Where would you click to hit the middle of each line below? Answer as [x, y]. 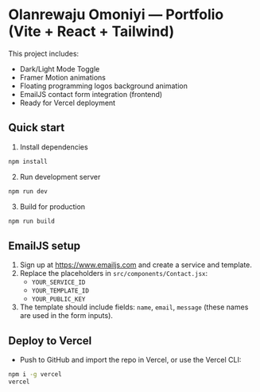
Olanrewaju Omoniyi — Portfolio [116, 15]
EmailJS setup [45, 245]
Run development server [60, 177]
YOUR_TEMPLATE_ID [60, 291]
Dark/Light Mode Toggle [60, 68]
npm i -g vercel [35, 375]
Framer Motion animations [62, 77]
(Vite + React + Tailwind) [91, 31]
